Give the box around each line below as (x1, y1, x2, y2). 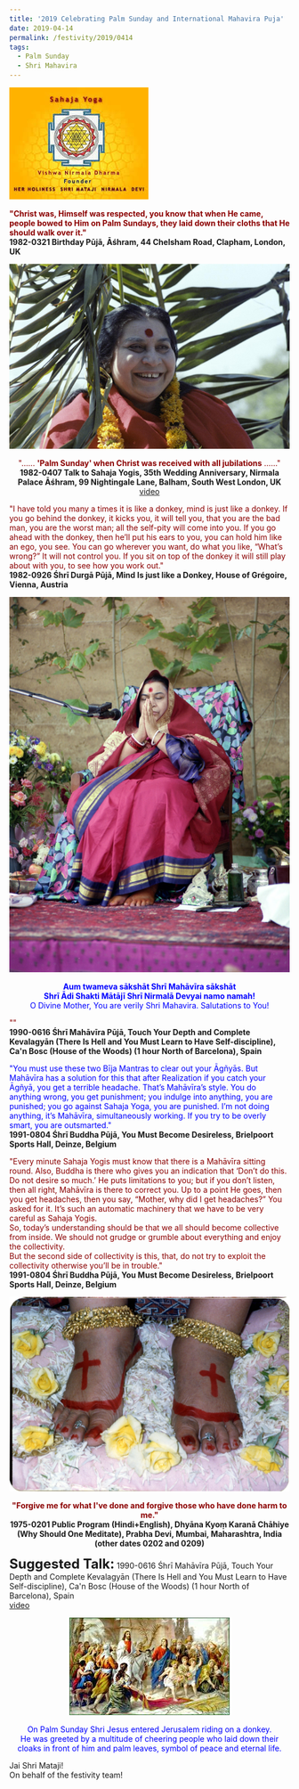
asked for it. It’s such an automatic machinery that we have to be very (9, 1203, 264, 1213)
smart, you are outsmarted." (9, 1119, 112, 1131)
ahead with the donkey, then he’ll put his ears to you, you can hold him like (9, 532, 283, 543)
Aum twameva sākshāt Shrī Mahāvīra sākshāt (62, 981, 237, 992)
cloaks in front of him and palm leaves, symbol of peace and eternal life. (17, 1743, 282, 1754)
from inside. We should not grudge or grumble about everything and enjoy (9, 1231, 282, 1242)
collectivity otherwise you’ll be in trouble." (9, 1260, 163, 1270)
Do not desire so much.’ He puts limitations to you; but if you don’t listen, (9, 1174, 276, 1185)
